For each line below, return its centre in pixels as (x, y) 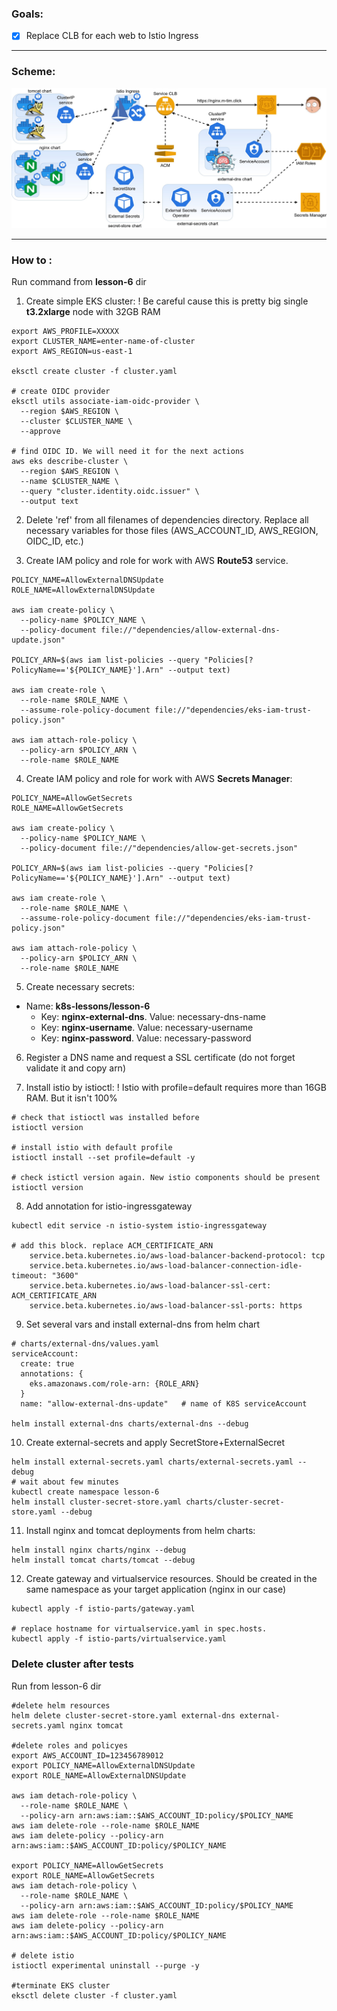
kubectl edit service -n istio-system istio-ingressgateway (139, 1226)
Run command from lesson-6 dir (79, 282)
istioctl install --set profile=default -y (103, 1158)
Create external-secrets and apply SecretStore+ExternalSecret (155, 1443)
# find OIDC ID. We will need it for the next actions (128, 452)
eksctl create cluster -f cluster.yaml (94, 372)
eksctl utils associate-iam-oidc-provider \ (105, 402)
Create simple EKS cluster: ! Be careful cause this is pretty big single (167, 301)
